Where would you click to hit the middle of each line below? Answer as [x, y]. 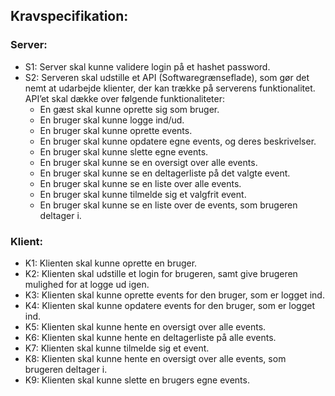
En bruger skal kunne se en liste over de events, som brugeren [168, 205]
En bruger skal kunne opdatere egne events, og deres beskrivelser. [178, 141]
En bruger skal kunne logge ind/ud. [112, 120]
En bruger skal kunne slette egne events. [124, 151]
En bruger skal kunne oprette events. [116, 130]
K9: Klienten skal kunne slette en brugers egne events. [137, 380]
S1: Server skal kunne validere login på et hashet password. [147, 66]
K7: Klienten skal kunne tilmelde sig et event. [117, 348]
